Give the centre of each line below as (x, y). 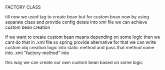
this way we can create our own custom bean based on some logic (74, 62)
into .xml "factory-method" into (37, 53)
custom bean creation (28, 27)
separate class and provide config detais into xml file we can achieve (76, 22)
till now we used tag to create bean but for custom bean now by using (77, 17)
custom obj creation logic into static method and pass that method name (80, 47)
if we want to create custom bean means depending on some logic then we (83, 37)
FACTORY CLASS (23, 7)
